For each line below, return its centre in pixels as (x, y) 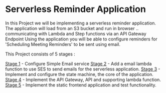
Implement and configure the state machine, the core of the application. (79, 74)
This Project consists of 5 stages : (40, 54)
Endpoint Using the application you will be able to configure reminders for (81, 39)
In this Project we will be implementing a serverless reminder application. (81, 23)
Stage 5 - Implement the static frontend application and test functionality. (81, 85)
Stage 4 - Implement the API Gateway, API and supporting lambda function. (83, 79)
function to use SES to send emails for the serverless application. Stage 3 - (83, 69)
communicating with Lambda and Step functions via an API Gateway (76, 33)
